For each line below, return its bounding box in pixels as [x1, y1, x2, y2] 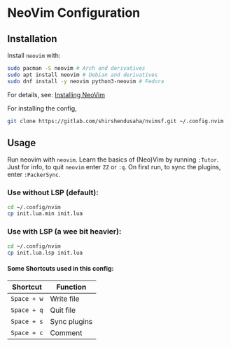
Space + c [10, 329, 43, 337]
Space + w [10, 295, 43, 302]
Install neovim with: [7, 51, 61, 59]
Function [56, 282, 87, 292]
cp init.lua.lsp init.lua [7, 249, 83, 256]
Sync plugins [50, 316, 93, 326]
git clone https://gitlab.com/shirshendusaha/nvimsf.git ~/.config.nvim [7, 118, 224, 125]
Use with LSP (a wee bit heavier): [7, 227, 122, 236]
